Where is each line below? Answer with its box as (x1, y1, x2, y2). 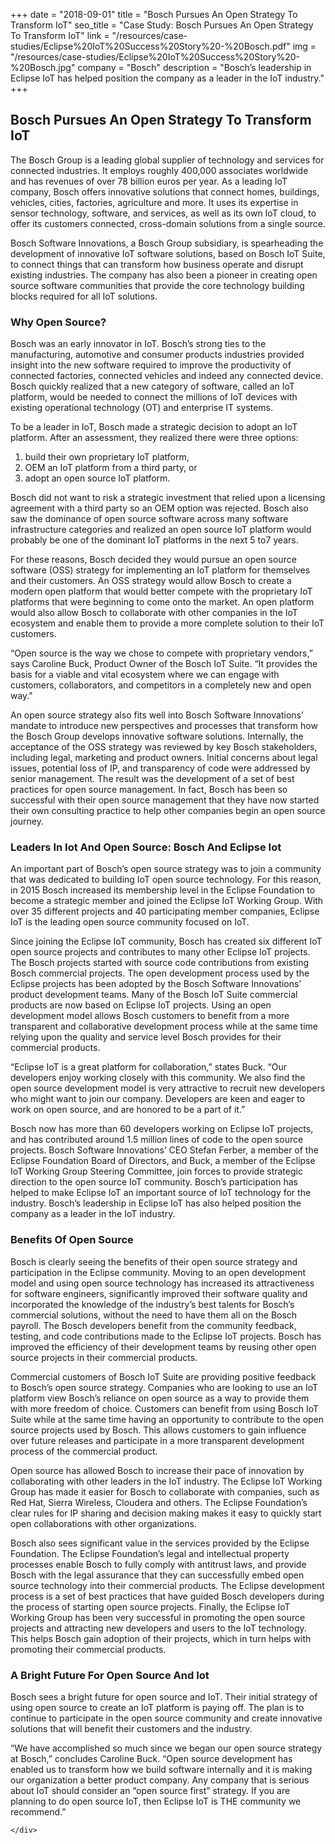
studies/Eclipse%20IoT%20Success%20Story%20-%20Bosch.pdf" (10, 40, 291, 52)
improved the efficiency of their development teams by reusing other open (10, 1340, 317, 1353)
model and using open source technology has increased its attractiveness (10, 1277, 315, 1289)
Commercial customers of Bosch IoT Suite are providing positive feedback (10, 1370, 317, 1383)
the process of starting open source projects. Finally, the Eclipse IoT (10, 1600, 291, 1613)
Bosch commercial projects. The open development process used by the (10, 967, 310, 979)
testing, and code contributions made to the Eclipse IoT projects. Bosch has (10, 1330, 322, 1342)
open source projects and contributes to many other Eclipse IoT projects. (10, 946, 311, 958)
